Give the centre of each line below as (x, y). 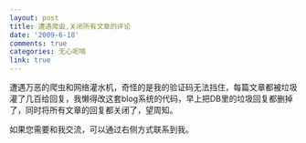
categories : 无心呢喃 (48, 52)
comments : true (38, 43)
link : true (30, 60)
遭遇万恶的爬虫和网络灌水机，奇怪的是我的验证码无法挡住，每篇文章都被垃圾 (153, 87)
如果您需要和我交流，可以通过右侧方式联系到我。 (101, 129)
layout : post (34, 18)
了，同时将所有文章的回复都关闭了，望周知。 (94, 110)
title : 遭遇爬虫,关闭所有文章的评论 (70, 26)
